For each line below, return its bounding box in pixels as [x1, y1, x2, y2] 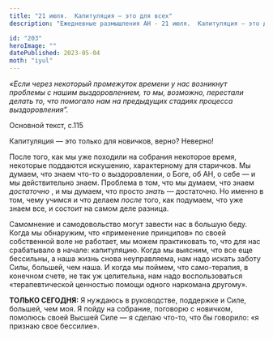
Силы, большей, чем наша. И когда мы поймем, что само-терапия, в [9, 263, 249, 272]
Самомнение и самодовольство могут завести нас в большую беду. [9, 220, 248, 229]
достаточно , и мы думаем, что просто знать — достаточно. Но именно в [9, 187, 264, 195]
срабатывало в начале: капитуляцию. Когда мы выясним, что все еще [9, 245, 254, 255]
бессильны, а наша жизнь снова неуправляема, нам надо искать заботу [9, 254, 262, 264]
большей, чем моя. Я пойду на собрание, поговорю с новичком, [9, 304, 233, 313]
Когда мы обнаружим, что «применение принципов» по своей [9, 228, 226, 238]
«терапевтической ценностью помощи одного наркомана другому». [9, 280, 248, 289]
